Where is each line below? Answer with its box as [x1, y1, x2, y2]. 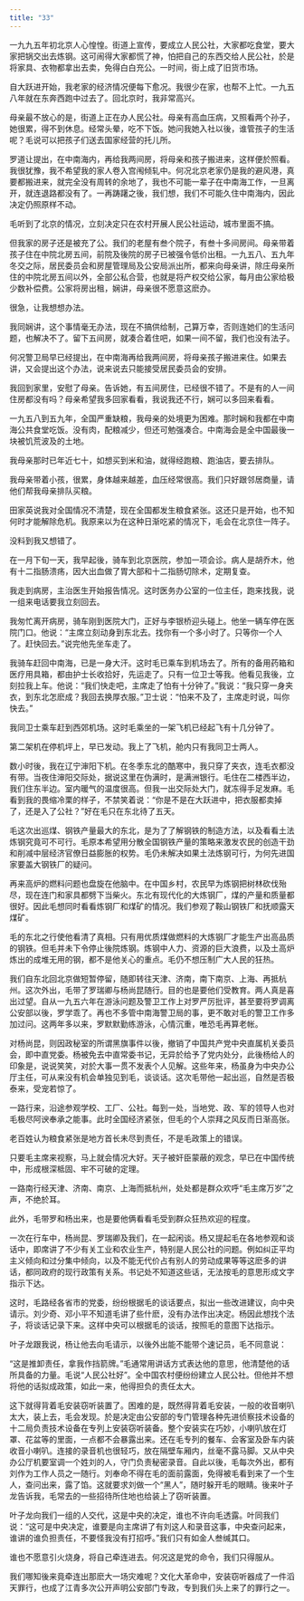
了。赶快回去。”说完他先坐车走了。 [9, 638, 137, 648]
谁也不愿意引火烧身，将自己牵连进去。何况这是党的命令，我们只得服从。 [9, 1551, 279, 1562]
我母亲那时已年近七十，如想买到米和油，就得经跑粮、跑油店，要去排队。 [9, 455, 279, 465]
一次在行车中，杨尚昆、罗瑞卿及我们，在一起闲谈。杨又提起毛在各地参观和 [9, 1232, 287, 1243]
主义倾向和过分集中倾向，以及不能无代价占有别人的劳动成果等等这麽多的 [9, 1255, 279, 1266]
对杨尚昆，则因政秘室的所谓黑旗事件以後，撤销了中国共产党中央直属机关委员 [9, 1038, 295, 1049]
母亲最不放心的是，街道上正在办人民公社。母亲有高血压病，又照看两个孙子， [9, 111, 295, 122]
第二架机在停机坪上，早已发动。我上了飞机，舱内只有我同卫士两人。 [9, 741, 263, 752]
